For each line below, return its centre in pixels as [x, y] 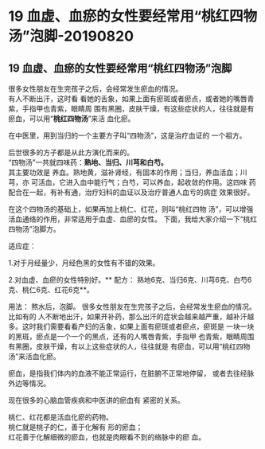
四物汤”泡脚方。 [35, 229]
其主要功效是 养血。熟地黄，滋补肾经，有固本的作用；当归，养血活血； [124, 172]
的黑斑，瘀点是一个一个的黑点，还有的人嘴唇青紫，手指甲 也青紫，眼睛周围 [131, 336]
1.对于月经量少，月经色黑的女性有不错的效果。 [84, 263]
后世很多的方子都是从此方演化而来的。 [71, 152]
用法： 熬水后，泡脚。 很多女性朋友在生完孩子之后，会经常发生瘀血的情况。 [132, 306]
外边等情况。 [29, 383]
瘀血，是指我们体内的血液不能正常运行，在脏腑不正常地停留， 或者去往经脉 [131, 373]
